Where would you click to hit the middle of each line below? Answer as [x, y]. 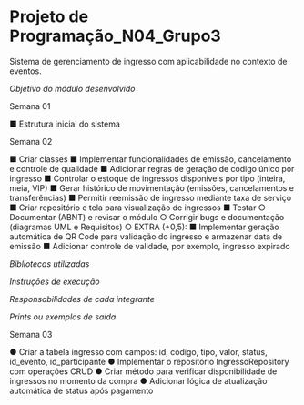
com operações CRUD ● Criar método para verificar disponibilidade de [143, 371]
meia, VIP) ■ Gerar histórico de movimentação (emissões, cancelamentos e [152, 187]
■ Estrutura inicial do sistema [65, 124]
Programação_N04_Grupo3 [115, 36]
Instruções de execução [55, 281]
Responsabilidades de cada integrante [82, 299]
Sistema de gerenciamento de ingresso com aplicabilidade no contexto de [148, 61]
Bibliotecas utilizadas [50, 263]
